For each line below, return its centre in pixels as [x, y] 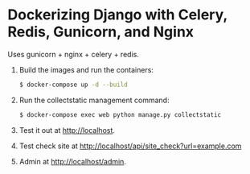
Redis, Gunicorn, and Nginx [101, 32]
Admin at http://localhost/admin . [72, 161]
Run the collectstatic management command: [94, 100]
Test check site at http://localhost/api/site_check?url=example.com [130, 146]
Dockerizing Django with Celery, [118, 15]
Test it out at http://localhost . [67, 130]
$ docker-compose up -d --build [73, 85]
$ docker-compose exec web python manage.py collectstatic [120, 114]
